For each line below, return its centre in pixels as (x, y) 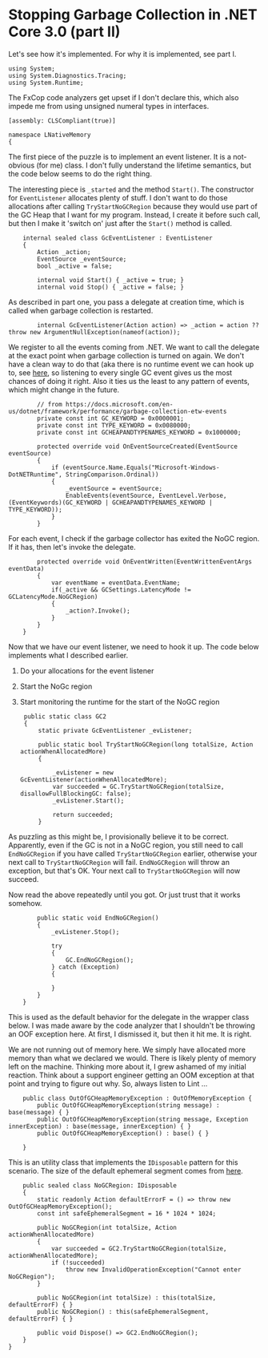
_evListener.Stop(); (85, 932)
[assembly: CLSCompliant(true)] (62, 121)
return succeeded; (83, 814)
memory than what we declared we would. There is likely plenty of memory (132, 1058)
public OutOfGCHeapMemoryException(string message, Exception (143, 1119)
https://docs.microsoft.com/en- (119, 404)
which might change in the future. (64, 390)
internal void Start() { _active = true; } (110, 280)
